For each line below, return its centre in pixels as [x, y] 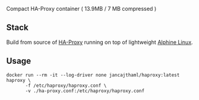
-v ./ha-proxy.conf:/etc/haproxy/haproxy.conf [85, 91]
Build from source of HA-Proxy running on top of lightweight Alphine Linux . [100, 42]
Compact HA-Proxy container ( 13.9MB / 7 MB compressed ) [81, 9]
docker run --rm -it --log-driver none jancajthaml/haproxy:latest [93, 75]
